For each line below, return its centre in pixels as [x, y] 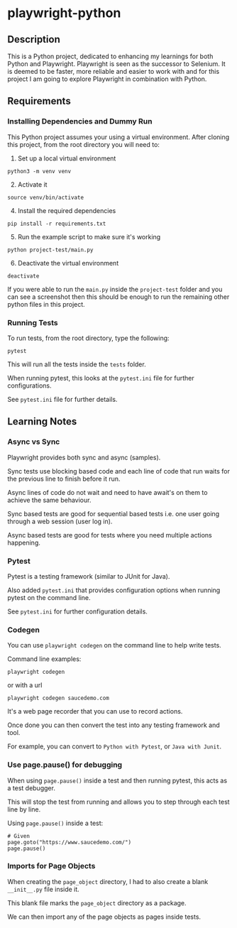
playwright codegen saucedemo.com [59, 698]
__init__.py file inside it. [43, 889]
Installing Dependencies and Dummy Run [80, 121]
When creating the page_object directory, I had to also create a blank [108, 881]
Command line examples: [44, 659]
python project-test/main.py [50, 250]
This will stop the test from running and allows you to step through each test [118, 802]
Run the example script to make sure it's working [89, 236]
